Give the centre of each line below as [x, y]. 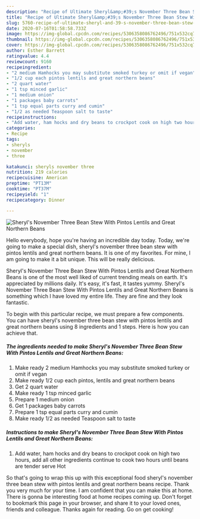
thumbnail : [20, 39]
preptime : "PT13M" [29, 183]
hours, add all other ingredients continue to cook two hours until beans [101, 460]
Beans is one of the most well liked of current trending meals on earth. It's [97, 277]
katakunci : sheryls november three [50, 167]
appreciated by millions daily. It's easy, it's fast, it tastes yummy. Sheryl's [96, 283]
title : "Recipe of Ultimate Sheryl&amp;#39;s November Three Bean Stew [97, 17]
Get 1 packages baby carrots [50, 406]
